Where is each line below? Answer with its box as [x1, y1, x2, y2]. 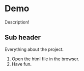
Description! [4, 19, 29, 25]
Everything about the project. [4, 46, 64, 52]
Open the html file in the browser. [11, 56, 80, 62]
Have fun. [11, 61, 32, 67]
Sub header [4, 33, 41, 42]
